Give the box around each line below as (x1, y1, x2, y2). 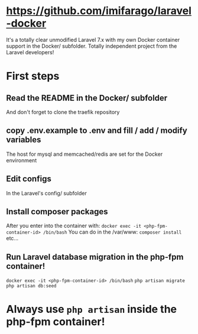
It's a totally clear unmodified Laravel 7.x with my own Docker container (6, 36, 180, 43)
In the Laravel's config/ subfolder (6, 189, 87, 197)
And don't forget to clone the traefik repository (6, 108, 120, 116)
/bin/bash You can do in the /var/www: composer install (43, 228, 182, 235)
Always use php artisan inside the (6, 303, 177, 316)
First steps (6, 70, 60, 83)
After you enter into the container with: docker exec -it (6, 222, 142, 230)
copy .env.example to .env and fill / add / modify (6, 126, 187, 136)
